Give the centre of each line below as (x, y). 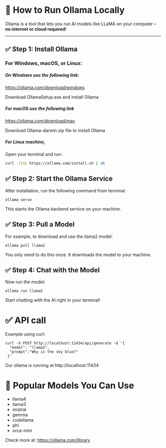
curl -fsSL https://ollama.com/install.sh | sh (55, 163)
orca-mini (22, 431)
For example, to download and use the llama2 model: (59, 236)
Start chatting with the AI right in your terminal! (53, 300)
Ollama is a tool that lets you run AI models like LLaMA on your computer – (81, 24)
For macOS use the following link (40, 108)
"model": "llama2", (30, 348)
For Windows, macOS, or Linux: (44, 63)
